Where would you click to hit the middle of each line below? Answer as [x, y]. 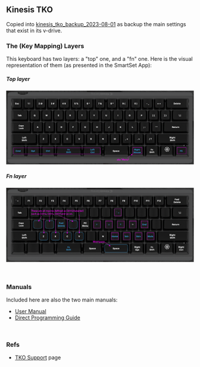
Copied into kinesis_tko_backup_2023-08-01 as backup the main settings [96, 24]
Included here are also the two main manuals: [62, 300]
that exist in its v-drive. [34, 30]
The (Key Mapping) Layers [45, 46]
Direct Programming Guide [47, 318]
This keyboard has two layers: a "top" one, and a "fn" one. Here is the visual [99, 59]
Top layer [18, 79]
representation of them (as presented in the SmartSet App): [79, 66]
